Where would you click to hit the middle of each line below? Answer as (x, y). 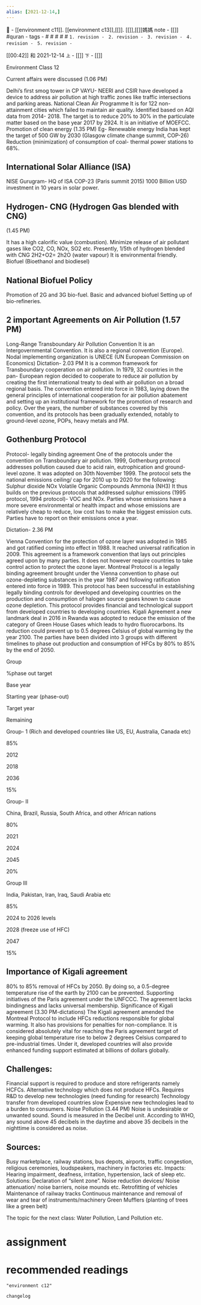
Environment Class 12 (33, 67)
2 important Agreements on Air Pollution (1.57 (94, 320)
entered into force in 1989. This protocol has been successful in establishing (100, 586)
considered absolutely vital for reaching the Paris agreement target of (92, 1031)
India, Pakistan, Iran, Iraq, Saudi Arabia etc (58, 894)
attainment (19, 109)
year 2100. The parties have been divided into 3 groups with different (92, 637)
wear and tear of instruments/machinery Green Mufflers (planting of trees (97, 1200)
